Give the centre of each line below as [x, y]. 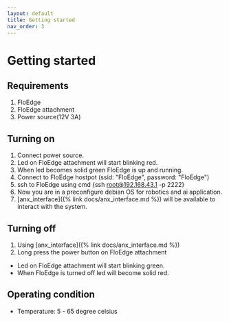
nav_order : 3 [26, 26]
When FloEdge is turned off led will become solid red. [93, 273]
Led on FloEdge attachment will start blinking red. [87, 163]
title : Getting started [41, 20]
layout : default [30, 13]
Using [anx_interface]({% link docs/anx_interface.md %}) [98, 245]
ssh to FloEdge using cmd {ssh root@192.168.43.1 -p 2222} [101, 185]
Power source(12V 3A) [49, 117]
